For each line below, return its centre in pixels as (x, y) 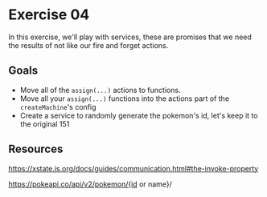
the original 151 (45, 124)
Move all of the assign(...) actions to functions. (100, 90)
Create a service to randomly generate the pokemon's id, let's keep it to (139, 115)
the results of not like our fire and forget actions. (88, 45)
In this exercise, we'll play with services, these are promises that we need (130, 37)
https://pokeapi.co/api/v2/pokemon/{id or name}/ (90, 184)
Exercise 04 (49, 15)
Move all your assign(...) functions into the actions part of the (125, 98)
